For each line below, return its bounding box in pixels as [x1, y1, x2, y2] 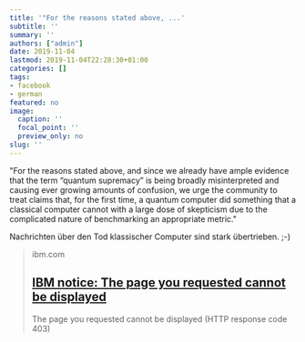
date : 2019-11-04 [9, 47, 76, 56]
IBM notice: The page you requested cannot [31, 275, 287, 291]
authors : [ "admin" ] [9, 38, 84, 48]
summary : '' [9, 30, 55, 39]
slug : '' [9, 140, 43, 149]
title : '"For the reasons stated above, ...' [9, 13, 185, 23]
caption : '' [17, 115, 64, 124]
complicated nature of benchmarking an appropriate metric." [9, 213, 238, 224]
